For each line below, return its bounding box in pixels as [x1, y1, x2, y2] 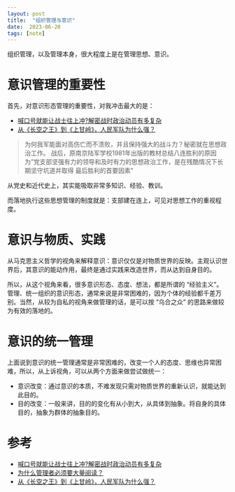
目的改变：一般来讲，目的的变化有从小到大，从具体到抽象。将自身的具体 [17, 399, 226, 408]
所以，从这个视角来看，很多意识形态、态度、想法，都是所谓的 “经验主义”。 [7, 280, 223, 289]
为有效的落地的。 [7, 306, 57, 315]
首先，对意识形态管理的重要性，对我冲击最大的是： [7, 102, 155, 110]
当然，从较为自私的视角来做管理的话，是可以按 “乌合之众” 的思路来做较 [19, 298, 225, 306]
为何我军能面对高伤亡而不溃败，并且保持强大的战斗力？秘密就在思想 [24, 140, 221, 149]
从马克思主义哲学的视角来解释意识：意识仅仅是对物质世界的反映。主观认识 [7, 257, 222, 265]
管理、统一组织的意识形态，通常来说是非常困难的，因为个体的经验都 [7, 289, 204, 298]
